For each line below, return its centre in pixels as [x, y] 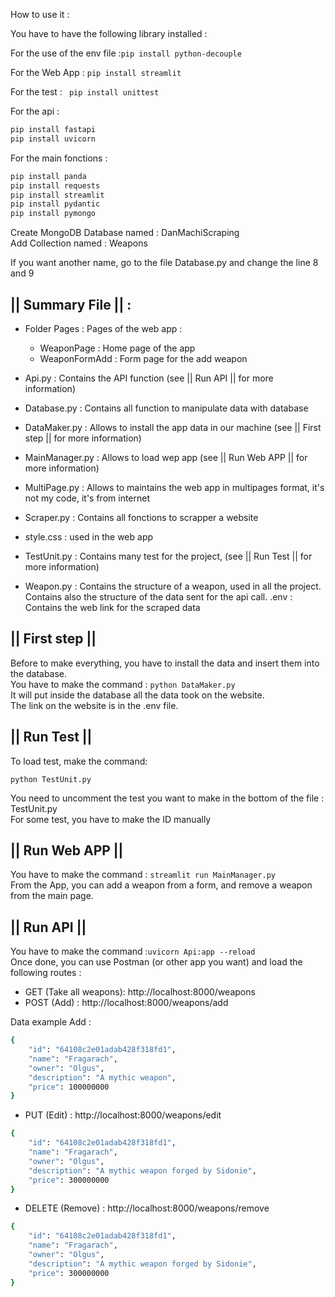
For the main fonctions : [59, 158]
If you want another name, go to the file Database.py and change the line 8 [164, 263]
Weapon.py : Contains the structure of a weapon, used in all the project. [173, 586]
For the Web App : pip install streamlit [96, 72]
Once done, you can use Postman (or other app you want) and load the [156, 962]
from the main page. [52, 896]
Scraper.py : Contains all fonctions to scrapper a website [141, 517]
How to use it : [40, 14]
